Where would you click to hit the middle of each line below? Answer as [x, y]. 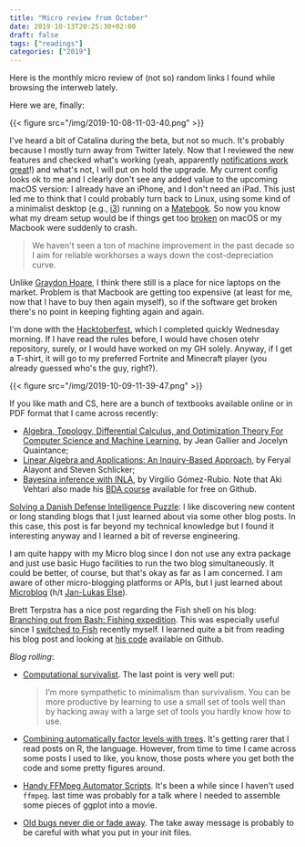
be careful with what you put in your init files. [107, 832]
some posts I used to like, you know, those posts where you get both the [158, 758]
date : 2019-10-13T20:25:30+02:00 [73, 26]
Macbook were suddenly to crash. [74, 228]
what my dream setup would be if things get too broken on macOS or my [146, 218]
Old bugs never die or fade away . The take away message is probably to [158, 823]
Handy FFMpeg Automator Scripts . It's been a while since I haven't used [158, 786]
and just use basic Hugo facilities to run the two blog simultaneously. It [142, 563]
